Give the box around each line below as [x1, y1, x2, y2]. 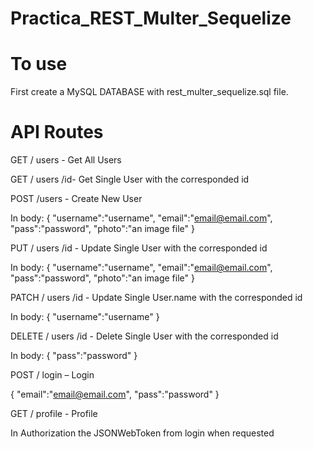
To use [10, 53, 68, 76]
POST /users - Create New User [10, 193, 143, 205]
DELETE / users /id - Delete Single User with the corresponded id [10, 330, 279, 342]
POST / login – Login [10, 369, 95, 381]
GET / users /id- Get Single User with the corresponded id [10, 173, 250, 186]
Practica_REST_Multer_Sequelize [10, 7, 292, 30]
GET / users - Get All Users [10, 154, 122, 166]
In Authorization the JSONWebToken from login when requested [10, 427, 275, 439]
